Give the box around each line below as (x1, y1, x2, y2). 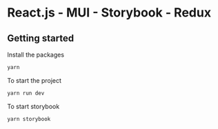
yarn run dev (7, 90, 45, 97)
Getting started (7, 32, 75, 44)
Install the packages (7, 50, 64, 59)
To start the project (7, 76, 62, 84)
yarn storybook (7, 115, 51, 122)
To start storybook (7, 102, 60, 110)
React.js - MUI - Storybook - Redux (7, 5, 212, 21)
